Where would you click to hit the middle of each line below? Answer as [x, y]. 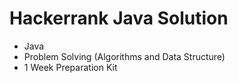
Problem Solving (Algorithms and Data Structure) [124, 56]
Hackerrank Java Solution [119, 18]
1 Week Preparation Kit [70, 67]
